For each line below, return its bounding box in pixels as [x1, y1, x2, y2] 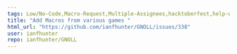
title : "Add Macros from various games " [7, 17, 131, 24]
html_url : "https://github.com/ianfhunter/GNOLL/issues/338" [7, 23, 191, 30]
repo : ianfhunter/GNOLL [7, 36, 78, 43]
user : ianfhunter [7, 29, 59, 37]
